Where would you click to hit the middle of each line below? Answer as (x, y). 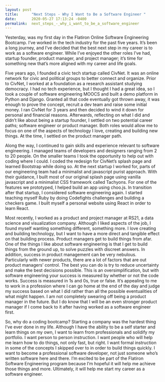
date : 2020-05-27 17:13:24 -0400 (46, 19)
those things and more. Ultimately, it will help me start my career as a (75, 369)
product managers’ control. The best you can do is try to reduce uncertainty (82, 265)
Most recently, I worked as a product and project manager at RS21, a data (79, 218)
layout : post (18, 10)
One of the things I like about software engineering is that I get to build (76, 244)
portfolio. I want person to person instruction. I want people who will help (79, 338)
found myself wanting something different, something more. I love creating (81, 228)
